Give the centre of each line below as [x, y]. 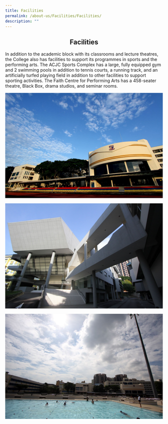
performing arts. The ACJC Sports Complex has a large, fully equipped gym [83, 65]
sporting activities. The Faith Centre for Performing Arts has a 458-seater [81, 81]
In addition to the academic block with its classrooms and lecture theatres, [82, 54]
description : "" [22, 21]
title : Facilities [24, 11]
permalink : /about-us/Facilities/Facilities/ [53, 16]
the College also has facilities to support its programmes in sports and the [81, 60]
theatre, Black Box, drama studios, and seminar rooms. [62, 86]
